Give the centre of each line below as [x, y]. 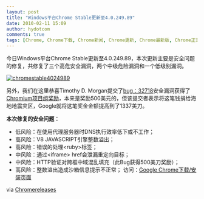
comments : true [25, 35]
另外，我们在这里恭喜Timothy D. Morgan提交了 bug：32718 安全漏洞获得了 [98, 91]
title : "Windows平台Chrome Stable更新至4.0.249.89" [71, 18]
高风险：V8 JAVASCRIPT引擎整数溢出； [65, 139]
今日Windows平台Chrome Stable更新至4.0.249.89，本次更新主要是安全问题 [101, 58]
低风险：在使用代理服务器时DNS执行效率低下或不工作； [85, 132]
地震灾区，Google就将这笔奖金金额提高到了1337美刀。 [80, 106]
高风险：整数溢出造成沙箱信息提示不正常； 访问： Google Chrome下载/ [103, 170]
